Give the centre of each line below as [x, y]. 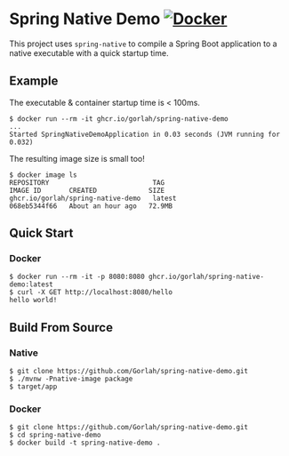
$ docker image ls [43, 175]
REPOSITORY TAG [87, 182]
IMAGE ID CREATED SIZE [87, 190]
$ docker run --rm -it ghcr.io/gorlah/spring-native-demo [119, 119]
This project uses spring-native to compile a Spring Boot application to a [143, 44]
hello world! [33, 300]
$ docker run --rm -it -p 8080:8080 [77, 277]
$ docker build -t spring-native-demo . [85, 443]
